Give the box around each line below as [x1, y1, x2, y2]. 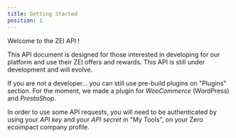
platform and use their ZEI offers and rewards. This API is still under [7, 57, 205, 66]
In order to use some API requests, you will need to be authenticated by [7, 108, 217, 116]
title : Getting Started [7, 10, 78, 18]
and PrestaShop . [7, 93, 57, 103]
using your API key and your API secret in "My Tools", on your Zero [7, 115, 204, 124]
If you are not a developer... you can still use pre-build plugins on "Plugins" [7, 79, 227, 87]
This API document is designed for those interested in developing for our [7, 50, 220, 59]
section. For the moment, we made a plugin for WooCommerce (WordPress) [7, 86, 230, 95]
